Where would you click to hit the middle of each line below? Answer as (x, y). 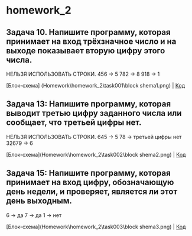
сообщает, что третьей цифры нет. (74, 123)
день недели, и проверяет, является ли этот (92, 192)
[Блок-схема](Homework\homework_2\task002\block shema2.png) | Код (96, 154)
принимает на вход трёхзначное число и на (91, 41)
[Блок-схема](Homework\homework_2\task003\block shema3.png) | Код (96, 227)
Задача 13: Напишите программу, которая (89, 104)
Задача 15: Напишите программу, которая (89, 173)
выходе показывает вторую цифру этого (86, 51)
